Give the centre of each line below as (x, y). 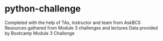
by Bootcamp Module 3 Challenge (40, 33)
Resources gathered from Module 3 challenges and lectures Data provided (81, 27)
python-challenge (43, 9)
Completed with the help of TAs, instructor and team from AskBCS (73, 22)
